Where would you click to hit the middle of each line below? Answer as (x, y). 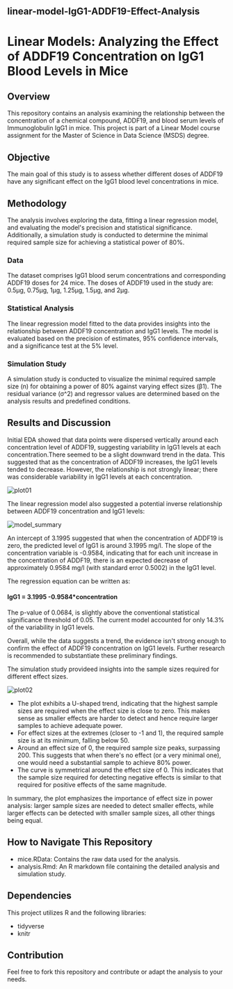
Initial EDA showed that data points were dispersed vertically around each (113, 440)
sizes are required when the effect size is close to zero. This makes (114, 711)
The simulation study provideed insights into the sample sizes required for (113, 669)
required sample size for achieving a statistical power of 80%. (96, 242)
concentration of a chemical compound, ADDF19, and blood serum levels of (115, 120)
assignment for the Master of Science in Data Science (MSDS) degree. (109, 136)
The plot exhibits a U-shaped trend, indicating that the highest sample (117, 703)
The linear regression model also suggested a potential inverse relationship (115, 503)
